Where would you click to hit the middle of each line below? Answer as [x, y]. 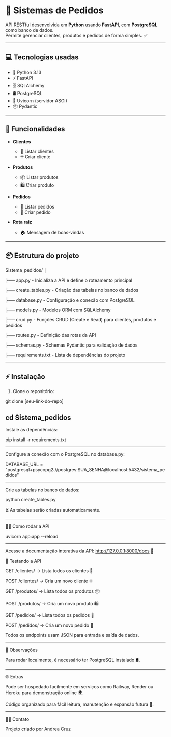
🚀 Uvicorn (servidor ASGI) [40, 100]
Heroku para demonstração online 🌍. [45, 693]
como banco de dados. [30, 30]
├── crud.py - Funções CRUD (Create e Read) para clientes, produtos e [81, 320]
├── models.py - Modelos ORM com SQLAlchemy [58, 310]
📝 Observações [22, 650]
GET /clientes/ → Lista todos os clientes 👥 [49, 571]
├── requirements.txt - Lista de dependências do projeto [65, 355]
